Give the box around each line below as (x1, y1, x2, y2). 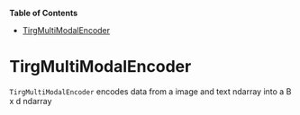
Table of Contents (9, 8, 78, 18)
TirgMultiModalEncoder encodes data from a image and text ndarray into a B (9, 85, 292, 97)
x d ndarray (9, 95, 52, 106)
